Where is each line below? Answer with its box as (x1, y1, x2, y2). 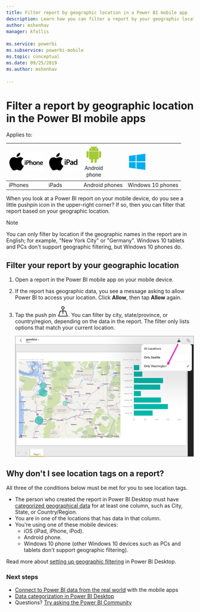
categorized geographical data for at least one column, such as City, (14, 502, 183, 510)
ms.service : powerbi (6, 41, 58, 47)
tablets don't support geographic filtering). (23, 546, 129, 554)
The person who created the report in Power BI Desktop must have (14, 496, 179, 503)
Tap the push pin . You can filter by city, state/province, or (14, 312, 168, 319)
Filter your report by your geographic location (6, 260, 180, 271)
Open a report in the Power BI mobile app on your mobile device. (14, 276, 174, 283)
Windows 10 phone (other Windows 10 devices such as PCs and (23, 540, 182, 548)
